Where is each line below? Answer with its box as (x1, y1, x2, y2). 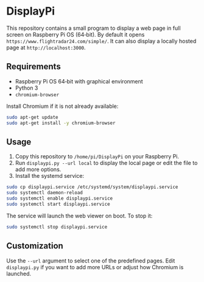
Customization (6, 241, 64, 251)
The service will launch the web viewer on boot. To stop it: (6, 212, 153, 219)
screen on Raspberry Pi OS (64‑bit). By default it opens (6, 30, 145, 38)
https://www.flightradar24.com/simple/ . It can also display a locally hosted (6, 37, 197, 44)
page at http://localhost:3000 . (6, 44, 86, 51)
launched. (6, 270, 32, 277)
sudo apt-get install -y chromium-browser (6, 120, 116, 126)
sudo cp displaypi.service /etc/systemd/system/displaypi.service (6, 184, 178, 190)
